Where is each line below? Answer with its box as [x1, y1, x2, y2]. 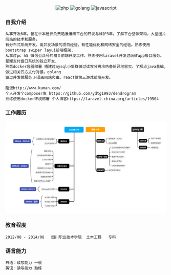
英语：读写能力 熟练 [5, 266, 42, 271]
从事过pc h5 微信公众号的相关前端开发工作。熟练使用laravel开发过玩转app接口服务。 [5, 53, 164, 58]
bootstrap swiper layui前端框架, [5, 48, 74, 53]
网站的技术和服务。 [5, 37, 40, 42]
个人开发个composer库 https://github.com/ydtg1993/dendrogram [5, 91, 136, 96]
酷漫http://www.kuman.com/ [5, 86, 61, 91]
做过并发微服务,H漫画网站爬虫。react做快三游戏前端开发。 [5, 75, 113, 80]
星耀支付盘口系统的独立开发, [5, 59, 57, 64]
